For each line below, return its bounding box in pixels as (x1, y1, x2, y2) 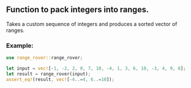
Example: (6, 41, 34, 50)
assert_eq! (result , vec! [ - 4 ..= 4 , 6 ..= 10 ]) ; (6, 76, 115, 82)
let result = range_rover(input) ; (6, 71, 91, 77)
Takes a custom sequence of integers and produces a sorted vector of (6, 20, 177, 27)
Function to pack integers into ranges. (6, 5, 149, 15)
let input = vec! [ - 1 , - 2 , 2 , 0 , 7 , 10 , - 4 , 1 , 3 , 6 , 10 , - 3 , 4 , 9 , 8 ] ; (6, 65, 186, 71)
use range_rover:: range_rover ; (6, 55, 83, 61)
